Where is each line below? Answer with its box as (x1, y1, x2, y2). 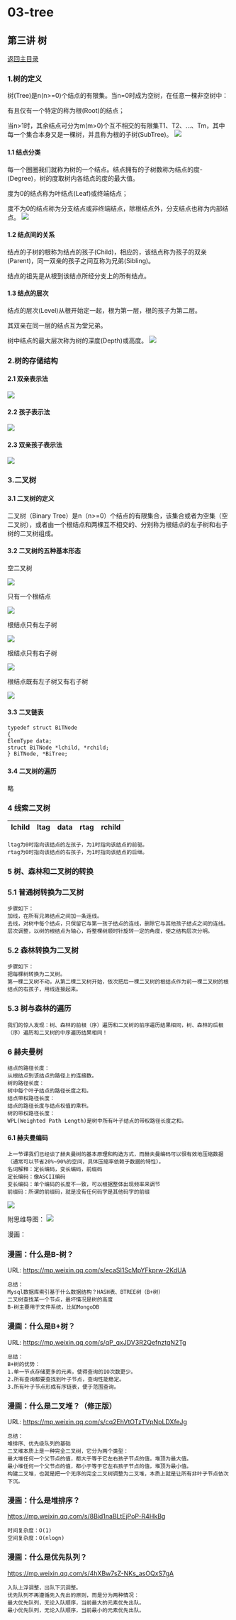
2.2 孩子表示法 (7, 407, 50, 416)
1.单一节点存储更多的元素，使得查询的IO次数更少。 (7, 1368, 137, 1375)
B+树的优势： (7, 1360, 40, 1367)
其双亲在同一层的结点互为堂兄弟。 (7, 321, 107, 330)
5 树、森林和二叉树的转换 (7, 866, 94, 876)
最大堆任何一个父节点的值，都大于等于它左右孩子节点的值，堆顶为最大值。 (7, 1455, 193, 1463)
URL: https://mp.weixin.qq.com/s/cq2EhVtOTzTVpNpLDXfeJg (7, 1418, 188, 1426)
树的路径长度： (7, 1080, 45, 1087)
